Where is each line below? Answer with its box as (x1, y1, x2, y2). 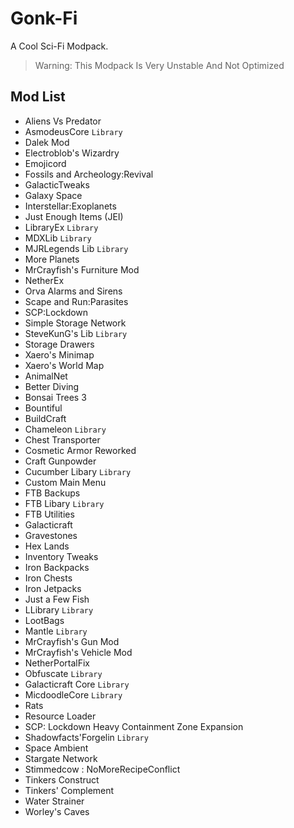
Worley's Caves (24, 805, 90, 817)
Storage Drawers (24, 338, 95, 350)
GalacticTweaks (24, 178, 90, 191)
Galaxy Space (24, 189, 83, 201)
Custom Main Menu (24, 476, 107, 488)
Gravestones (24, 529, 78, 541)
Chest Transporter (24, 433, 101, 446)
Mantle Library (24, 625, 88, 637)
